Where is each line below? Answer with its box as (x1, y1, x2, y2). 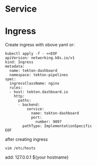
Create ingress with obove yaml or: (5, 42, 75, 48)
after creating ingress (5, 136, 48, 142)
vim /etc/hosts (5, 146, 36, 151)
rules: (9, 85, 23, 91)
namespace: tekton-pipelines (9, 73, 68, 77)
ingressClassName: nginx (9, 81, 60, 86)
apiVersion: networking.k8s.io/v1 (5, 55, 75, 60)
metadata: (5, 64, 25, 69)
